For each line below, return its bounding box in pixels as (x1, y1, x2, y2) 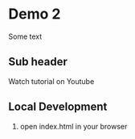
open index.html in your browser (19, 121, 128, 131)
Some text (8, 32, 43, 41)
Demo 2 (8, 5, 61, 23)
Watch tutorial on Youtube (8, 76, 95, 86)
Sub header (8, 55, 68, 69)
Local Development (8, 100, 108, 114)
